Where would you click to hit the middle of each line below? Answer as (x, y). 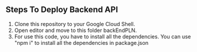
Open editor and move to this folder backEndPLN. (75, 30)
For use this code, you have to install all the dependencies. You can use (102, 36)
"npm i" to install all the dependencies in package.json (81, 43)
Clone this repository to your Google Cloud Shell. (75, 24)
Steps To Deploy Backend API (62, 10)
